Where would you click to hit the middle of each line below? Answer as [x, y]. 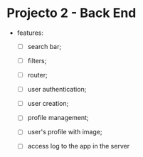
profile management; [58, 118]
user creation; [48, 104]
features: [30, 33]
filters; [37, 61]
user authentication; [57, 90]
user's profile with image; [65, 132]
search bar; [44, 46]
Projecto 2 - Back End [71, 13]
